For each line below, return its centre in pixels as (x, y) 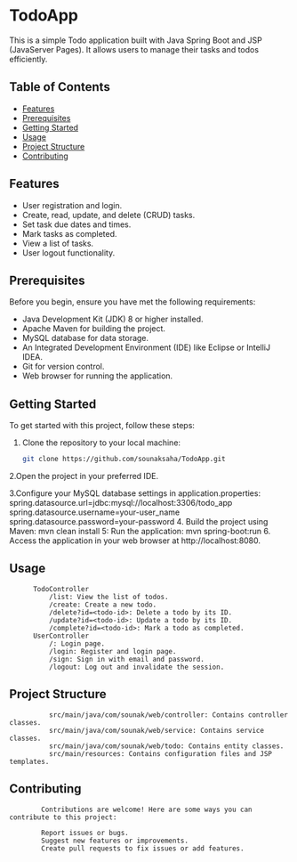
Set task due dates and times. (76, 224)
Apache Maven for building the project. (94, 329)
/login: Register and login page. (112, 651)
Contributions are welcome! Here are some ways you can (147, 809)
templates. (29, 761)
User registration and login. (72, 205)
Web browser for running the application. (97, 376)
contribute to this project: (63, 817)
